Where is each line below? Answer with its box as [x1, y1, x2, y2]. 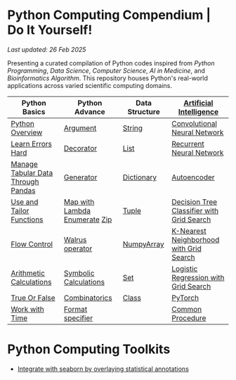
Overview [11, 127, 43, 137]
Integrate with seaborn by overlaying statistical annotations [17, 365, 190, 373]
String [122, 123, 143, 133]
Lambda [63, 205, 91, 215]
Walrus [63, 234, 87, 244]
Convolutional [171, 118, 218, 128]
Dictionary [122, 172, 157, 182]
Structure [127, 106, 160, 116]
